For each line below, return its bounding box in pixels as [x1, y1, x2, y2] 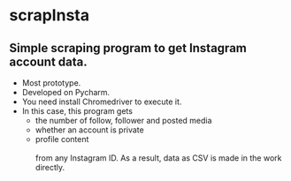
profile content [34, 134, 89, 144]
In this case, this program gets [21, 106, 133, 116]
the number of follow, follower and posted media [34, 116, 212, 125]
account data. [9, 54, 88, 69]
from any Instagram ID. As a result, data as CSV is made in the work [34, 153, 282, 163]
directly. [34, 162, 65, 172]
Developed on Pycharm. [21, 87, 111, 97]
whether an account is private [34, 124, 144, 135]
